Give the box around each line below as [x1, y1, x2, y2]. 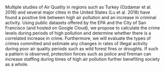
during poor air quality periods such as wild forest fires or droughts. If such [5, 46, 159, 51]
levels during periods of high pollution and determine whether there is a [5, 30, 151, 36]
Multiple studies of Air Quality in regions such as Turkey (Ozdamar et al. [5, 4, 152, 10]
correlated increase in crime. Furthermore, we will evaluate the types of [5, 35, 151, 41]
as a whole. [5, 61, 29, 67]
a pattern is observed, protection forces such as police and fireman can [5, 51, 152, 57]
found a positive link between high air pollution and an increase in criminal [5, 15, 157, 20]
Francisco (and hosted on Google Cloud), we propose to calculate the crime [5, 25, 160, 31]
